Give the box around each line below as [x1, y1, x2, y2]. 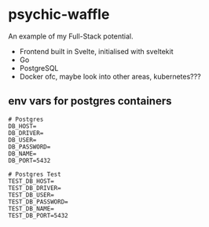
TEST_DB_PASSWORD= [8, 198, 68, 206]
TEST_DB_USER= [8, 191, 55, 199]
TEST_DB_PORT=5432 [8, 211, 68, 219]
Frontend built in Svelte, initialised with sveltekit [19, 46, 174, 56]
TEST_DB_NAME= [8, 204, 55, 213]
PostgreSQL [19, 63, 59, 72]
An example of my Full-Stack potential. [8, 31, 134, 41]
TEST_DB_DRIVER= [8, 184, 61, 192]
